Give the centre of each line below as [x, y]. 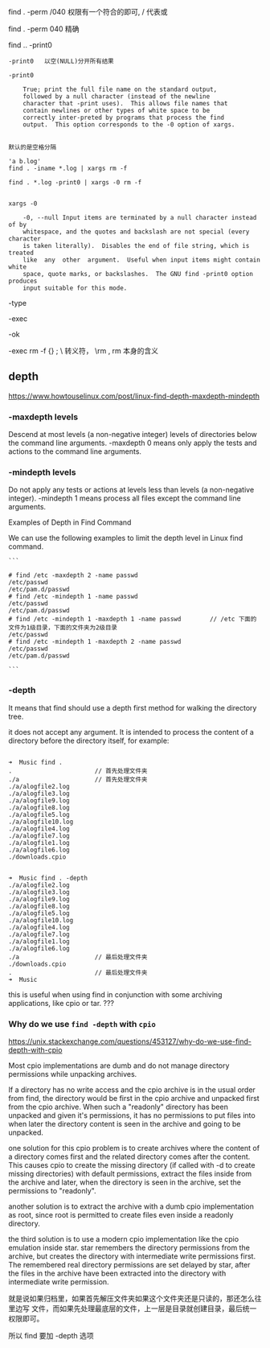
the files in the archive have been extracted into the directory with [117, 1273]
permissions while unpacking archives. [73, 1074]
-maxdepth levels [43, 417]
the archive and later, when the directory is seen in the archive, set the [125, 1182]
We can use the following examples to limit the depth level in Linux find [126, 538]
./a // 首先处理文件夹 [78, 779]
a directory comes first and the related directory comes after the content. [129, 1156]
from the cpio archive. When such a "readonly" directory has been [119, 1107]
